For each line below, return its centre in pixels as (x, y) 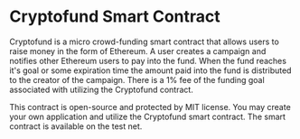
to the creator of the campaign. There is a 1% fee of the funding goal (137, 79)
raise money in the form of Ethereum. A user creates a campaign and (138, 51)
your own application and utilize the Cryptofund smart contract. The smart (148, 116)
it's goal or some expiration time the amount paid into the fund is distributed (150, 70)
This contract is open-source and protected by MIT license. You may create (150, 107)
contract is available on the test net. (76, 126)
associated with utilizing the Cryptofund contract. (102, 89)
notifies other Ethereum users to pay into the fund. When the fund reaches (148, 60)
